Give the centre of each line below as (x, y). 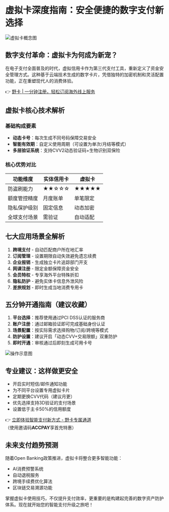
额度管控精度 (23, 198)
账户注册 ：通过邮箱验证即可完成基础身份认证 (59, 324)
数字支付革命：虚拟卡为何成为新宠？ (61, 55)
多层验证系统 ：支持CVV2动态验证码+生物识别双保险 (66, 150)
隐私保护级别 (23, 208)
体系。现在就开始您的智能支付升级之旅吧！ (49, 504)
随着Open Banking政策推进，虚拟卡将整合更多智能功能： (64, 458)
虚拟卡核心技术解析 (35, 110)
